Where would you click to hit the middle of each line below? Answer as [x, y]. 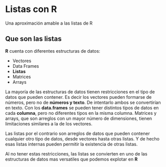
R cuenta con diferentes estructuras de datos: [53, 51]
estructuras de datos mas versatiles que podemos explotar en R [71, 159]
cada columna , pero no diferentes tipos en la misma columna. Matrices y [81, 113]
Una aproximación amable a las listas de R [49, 23]
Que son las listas [33, 39]
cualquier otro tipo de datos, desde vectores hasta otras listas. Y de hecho [82, 138]
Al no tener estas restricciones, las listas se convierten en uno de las [76, 153]
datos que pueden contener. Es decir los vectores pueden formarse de [78, 97]
